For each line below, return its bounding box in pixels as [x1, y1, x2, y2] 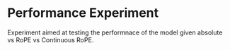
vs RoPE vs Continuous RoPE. [7, 35, 94, 44]
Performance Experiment [7, 5, 159, 21]
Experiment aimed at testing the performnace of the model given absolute [7, 28, 223, 37]
